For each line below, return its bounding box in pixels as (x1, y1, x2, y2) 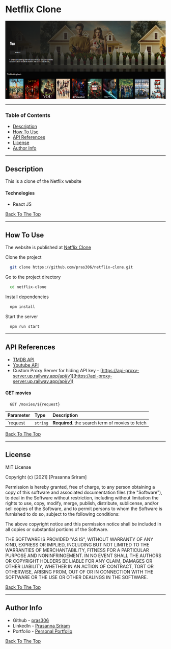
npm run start (10, 324, 40, 329)
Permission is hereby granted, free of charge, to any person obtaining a (5, 484, 155, 490)
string (34, 420, 48, 426)
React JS (12, 201, 32, 207)
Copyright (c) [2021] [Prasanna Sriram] (5, 474, 87, 480)
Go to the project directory (5, 274, 61, 280)
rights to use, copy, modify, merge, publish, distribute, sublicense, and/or (5, 500, 159, 506)
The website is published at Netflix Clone (5, 244, 92, 251)
